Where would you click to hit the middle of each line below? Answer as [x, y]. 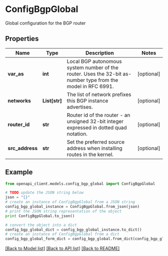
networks [19, 100]
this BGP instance [87, 100]
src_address [23, 148]
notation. [77, 133]
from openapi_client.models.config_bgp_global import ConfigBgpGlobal [80, 183]
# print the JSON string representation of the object [63, 211]
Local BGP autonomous [94, 61]
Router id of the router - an [98, 115]
